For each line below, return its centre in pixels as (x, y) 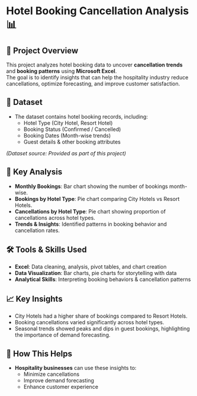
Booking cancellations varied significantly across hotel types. (89, 322)
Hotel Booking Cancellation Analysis (98, 11)
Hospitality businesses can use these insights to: (75, 368)
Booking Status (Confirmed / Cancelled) (72, 129)
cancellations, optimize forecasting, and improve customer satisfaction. (93, 84)
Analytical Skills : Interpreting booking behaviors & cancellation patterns (103, 279)
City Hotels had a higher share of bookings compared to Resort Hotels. (101, 316)
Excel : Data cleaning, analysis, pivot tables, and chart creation (91, 267)
